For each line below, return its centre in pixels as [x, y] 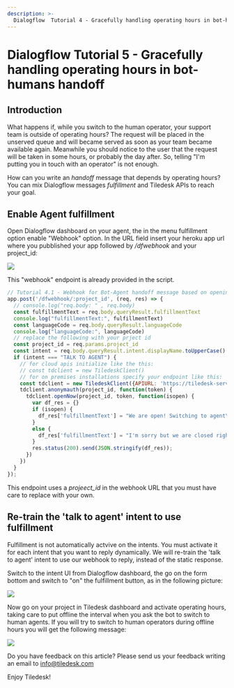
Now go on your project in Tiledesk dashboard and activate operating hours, [117, 607]
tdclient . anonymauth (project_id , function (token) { [96, 390]
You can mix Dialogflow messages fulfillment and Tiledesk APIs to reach [111, 185]
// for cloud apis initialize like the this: [87, 364]
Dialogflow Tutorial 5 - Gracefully [105, 55]
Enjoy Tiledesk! [29, 677]
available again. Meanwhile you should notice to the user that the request [112, 149]
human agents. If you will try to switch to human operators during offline [111, 622]
